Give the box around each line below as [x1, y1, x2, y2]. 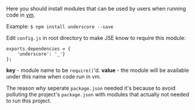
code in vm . [6, 11, 35, 18]
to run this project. [6, 98, 52, 104]
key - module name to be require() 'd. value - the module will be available [6, 67, 190, 74]
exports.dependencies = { [6, 46, 71, 52]
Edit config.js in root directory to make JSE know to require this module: [6, 34, 186, 41]
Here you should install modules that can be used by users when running [6, 5, 187, 12]
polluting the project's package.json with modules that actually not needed [6, 91, 190, 98]
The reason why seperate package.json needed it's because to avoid [6, 84, 175, 92]
